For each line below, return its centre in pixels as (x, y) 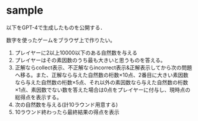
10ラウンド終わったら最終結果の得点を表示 (67, 112)
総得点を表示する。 (38, 97)
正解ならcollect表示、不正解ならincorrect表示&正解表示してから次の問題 (103, 67)
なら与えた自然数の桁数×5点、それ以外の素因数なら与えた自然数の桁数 (101, 82)
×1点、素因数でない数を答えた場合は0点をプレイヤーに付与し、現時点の (103, 90)
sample (25, 10)
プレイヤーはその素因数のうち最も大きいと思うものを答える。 (90, 60)
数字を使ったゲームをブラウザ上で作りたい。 (61, 40)
